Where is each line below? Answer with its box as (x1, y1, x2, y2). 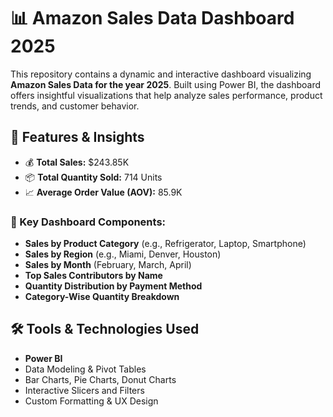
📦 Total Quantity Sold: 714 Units (24, 171, 163, 183)
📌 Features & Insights (10, 129, 145, 146)
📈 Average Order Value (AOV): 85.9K (24, 186, 183, 198)
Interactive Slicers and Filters (24, 384, 145, 396)
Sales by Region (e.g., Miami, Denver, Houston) (24, 248, 222, 260)
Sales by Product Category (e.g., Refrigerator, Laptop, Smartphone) (24, 238, 307, 250)
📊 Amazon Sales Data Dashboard (10, 7, 295, 30)
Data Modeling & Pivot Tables (24, 363, 147, 375)
